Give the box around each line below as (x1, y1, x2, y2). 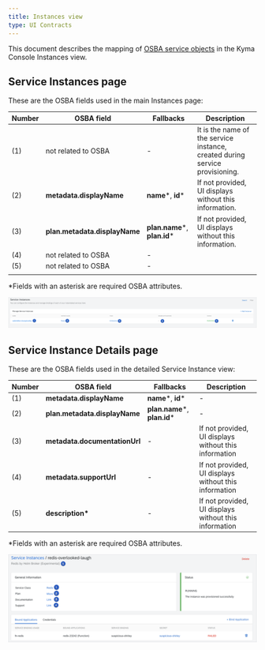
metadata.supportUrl (46, 472, 117, 482)
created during (196, 150, 245, 160)
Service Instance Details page (8, 344, 159, 357)
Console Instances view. (8, 52, 88, 62)
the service (196, 133, 234, 143)
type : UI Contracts (8, 21, 73, 29)
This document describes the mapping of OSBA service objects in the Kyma (8, 43, 255, 53)
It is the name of (196, 125, 250, 134)
